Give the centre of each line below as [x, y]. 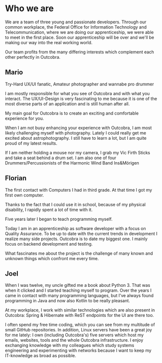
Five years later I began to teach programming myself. [59, 219]
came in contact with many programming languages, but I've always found [79, 296]
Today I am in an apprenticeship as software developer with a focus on [75, 228]
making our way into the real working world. [49, 42]
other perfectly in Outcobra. [33, 57]
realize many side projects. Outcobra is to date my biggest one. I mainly [76, 239]
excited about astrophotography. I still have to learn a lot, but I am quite [76, 138]
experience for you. [25, 118]
